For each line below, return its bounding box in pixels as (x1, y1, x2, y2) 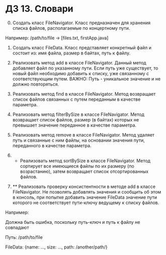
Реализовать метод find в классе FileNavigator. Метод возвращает (12, 91, 156, 97)
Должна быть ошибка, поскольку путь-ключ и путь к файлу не (5, 219, 140, 225)
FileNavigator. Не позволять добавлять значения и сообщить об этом (12, 188, 161, 195)
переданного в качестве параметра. (12, 142, 92, 149)
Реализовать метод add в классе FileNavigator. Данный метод (12, 59, 147, 66)
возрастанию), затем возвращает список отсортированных (20, 168, 149, 174)
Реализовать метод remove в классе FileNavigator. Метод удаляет (12, 132, 155, 138)
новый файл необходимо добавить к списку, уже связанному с (12, 70, 149, 76)
